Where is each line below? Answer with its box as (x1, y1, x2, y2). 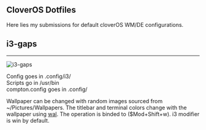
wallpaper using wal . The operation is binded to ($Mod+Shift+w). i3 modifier (6, 110, 200, 118)
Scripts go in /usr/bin (6, 79, 59, 86)
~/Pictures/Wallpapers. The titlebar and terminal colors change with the (6, 104, 187, 111)
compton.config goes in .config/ (6, 85, 88, 93)
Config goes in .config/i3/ (6, 73, 72, 80)
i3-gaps (6, 39, 37, 49)
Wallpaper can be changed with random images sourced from (6, 97, 163, 104)
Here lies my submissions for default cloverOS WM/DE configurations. (6, 21, 184, 28)
